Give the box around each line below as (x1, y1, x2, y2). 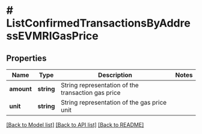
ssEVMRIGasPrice (6, 29, 99, 43)
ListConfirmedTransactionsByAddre (6, 16, 191, 30)
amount (9, 85, 32, 93)
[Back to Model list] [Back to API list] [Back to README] (6, 121, 144, 128)
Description (98, 71, 132, 79)
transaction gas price (61, 88, 121, 97)
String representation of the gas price (61, 99, 167, 106)
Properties (6, 53, 47, 63)
